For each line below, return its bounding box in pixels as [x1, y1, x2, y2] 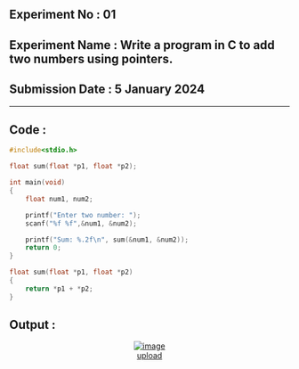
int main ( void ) [9, 178, 66, 187]
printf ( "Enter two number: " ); [25, 210, 141, 219]
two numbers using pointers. [9, 51, 174, 66]
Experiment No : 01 [9, 7, 117, 22]
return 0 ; [25, 243, 62, 252]
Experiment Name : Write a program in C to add [9, 37, 276, 53]
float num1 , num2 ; [25, 194, 93, 203]
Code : [9, 122, 47, 137]
